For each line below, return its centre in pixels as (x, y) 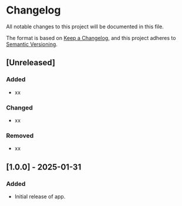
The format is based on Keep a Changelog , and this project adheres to (91, 38)
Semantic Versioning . (32, 44)
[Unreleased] (31, 63)
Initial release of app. (40, 196)
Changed (20, 108)
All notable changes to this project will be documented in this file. (85, 26)
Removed (20, 135)
